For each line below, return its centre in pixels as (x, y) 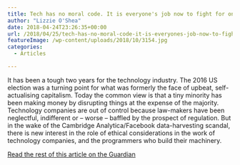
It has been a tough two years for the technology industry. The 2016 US (112, 80)
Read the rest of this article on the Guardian (71, 154)
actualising (23, 95)
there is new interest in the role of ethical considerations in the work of (111, 133)
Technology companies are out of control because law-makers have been (116, 110)
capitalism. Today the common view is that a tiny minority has (131, 95)
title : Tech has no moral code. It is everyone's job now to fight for (116, 14)
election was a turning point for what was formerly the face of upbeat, (111, 87)
